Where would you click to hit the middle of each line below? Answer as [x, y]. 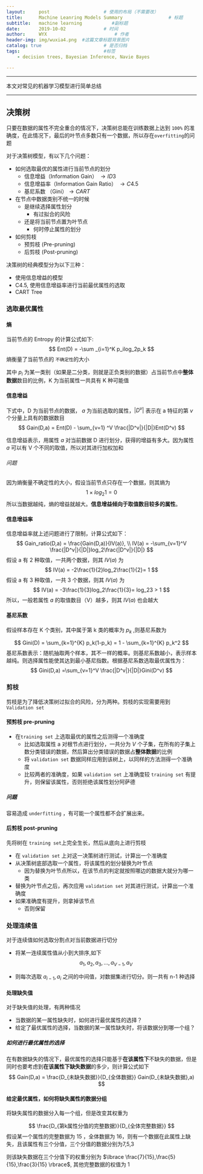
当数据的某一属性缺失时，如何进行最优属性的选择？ [79, 1020]
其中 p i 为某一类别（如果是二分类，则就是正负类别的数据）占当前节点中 [95, 373]
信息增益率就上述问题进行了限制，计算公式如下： [67, 533]
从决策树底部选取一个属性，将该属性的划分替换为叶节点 [84, 863]
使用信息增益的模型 [39, 278]
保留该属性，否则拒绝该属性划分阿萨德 [88, 781]
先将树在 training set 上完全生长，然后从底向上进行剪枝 [76, 843]
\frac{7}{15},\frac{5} [150, 1157]
